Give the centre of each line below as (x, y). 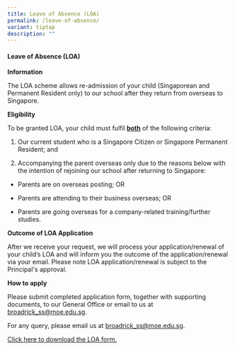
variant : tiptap (31, 27)
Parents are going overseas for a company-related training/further (114, 212)
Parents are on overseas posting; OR (71, 184)
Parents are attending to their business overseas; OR (94, 198)
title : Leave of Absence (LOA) (53, 14)
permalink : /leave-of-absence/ (53, 21)
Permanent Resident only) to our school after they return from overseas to (115, 94)
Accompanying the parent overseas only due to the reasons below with (121, 163)
